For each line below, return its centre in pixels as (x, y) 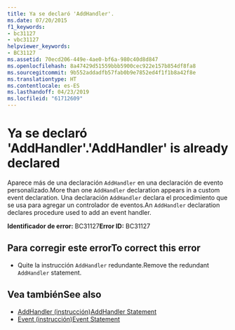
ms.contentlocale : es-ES (43, 86)
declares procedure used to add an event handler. (80, 212)
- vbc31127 (23, 40)
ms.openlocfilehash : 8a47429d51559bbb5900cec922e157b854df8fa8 (102, 66)
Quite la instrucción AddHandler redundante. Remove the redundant (113, 265)
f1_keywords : (26, 27)
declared (34, 163)
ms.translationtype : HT (42, 79)
